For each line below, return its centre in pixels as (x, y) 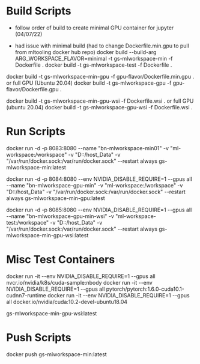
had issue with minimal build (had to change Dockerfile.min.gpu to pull (102, 46)
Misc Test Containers (61, 260)
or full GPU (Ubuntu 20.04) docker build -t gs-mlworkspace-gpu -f (89, 83)
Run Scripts (36, 132)
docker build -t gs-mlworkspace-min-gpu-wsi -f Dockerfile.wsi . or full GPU (100, 101)
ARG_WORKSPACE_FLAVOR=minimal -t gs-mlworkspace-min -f (94, 58)
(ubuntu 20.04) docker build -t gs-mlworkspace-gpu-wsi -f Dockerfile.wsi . (100, 107)
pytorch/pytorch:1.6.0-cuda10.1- (145, 289)
